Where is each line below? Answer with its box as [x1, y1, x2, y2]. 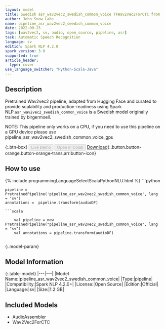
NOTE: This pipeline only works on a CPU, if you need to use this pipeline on [5, 123, 161, 129]
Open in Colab [56, 144, 83, 150]
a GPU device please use [5, 129, 56, 135]
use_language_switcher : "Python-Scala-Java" [5, 67, 98, 72]
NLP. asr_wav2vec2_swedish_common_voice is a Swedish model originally [5, 109, 148, 115]
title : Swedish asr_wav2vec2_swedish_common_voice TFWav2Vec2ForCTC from [5, 12, 161, 17]
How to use [5, 164, 41, 173]
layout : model [5, 7, 35, 12]
